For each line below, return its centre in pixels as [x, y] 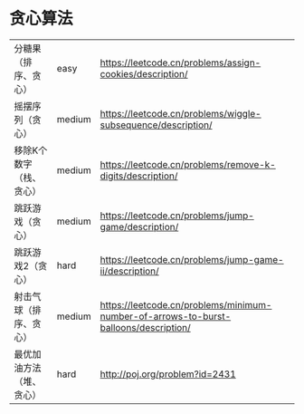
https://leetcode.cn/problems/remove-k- [188, 164]
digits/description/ [139, 176]
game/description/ [139, 226]
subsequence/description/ [156, 125]
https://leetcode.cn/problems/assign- [180, 63]
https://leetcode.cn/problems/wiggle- [180, 113]
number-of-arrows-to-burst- [166, 316]
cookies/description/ [144, 73]
